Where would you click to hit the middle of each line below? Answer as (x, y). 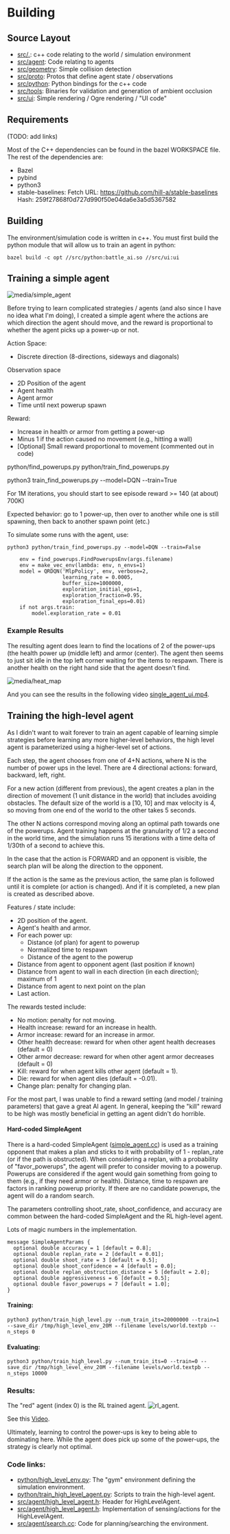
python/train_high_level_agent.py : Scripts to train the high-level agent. (116, 1494)
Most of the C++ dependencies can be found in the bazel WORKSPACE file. (114, 150)
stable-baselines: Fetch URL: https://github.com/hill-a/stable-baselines (117, 192)
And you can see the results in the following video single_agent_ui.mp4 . (108, 694)
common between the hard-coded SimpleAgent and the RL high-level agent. (115, 1216)
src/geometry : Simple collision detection (74, 69)
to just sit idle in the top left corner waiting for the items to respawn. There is (115, 660)
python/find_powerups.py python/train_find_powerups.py (88, 467)
